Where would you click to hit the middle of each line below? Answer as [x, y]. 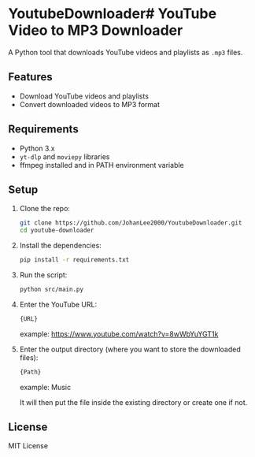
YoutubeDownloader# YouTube [113, 14]
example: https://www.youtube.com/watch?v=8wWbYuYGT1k [119, 334]
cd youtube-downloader [57, 230]
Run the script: [43, 275]
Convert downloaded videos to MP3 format [89, 104]
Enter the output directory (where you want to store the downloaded [130, 349]
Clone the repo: [45, 209]
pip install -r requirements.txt [74, 260]
